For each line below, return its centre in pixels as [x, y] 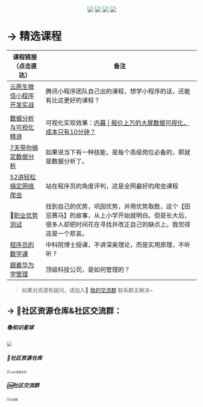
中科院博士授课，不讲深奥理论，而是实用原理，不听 [118, 244]
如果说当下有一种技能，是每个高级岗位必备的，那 [115, 152]
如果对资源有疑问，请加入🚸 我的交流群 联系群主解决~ [87, 290]
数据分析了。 [70, 161]
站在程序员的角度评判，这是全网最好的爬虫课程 [112, 186]
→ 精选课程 [34, 36]
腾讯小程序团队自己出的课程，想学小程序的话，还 [115, 91]
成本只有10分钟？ [70, 132]
